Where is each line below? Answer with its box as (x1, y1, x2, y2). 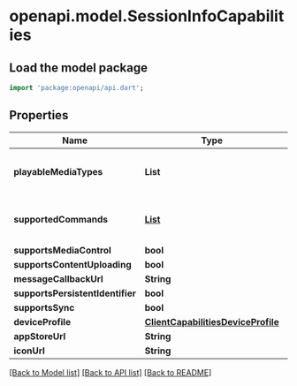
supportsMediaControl (13, 244, 112, 256)
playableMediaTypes (13, 165, 103, 178)
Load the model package (9, 60, 148, 75)
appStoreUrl (13, 329, 66, 342)
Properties (9, 108, 69, 123)
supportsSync (13, 301, 75, 314)
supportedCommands (13, 213, 109, 225)
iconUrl (13, 344, 46, 357)
